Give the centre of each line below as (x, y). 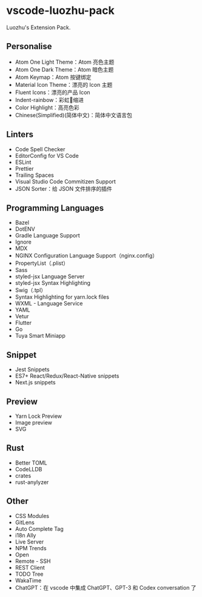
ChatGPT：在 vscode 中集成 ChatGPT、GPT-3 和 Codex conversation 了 (106, 587)
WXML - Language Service (49, 304)
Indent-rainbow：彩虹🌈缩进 (49, 100)
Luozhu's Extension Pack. (39, 27)
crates (23, 476)
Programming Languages (55, 208)
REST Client (30, 567)
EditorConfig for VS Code (47, 155)
